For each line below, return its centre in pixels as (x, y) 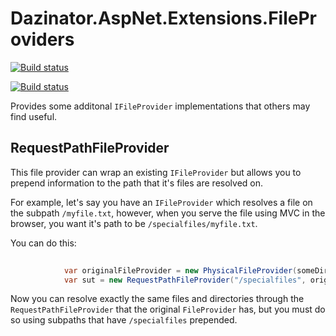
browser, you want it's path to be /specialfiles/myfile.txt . (134, 223)
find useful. (34, 116)
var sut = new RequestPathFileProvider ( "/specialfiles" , (185, 280)
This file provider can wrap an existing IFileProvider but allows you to (156, 172)
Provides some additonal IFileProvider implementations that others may (160, 106)
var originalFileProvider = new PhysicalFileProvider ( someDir (196, 270)
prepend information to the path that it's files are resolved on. (136, 183)
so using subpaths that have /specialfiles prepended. (124, 320)
